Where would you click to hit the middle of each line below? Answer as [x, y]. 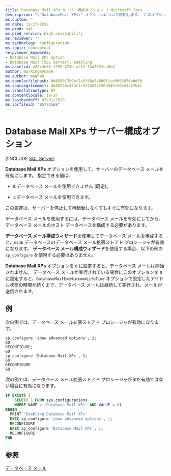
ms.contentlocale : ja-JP [32, 95]
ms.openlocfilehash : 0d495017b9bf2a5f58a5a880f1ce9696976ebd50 [74, 81]
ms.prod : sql [19, 29]
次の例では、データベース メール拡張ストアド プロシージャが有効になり [80, 322]
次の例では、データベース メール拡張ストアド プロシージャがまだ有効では [82, 379]
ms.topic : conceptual [28, 48]
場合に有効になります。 [34, 385]
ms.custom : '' [20, 19]
